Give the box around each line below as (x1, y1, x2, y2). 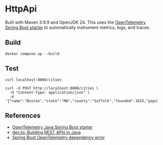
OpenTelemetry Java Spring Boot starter (12, 124, 93, 130)
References (5, 111, 41, 119)
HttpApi (5, 3, 37, 14)
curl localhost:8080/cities (5, 77, 62, 82)
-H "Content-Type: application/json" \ (9, 90, 90, 95)
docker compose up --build (5, 51, 60, 56)
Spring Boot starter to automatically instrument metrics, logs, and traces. (5, 24, 150, 30)
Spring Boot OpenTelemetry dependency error (12, 134, 105, 141)
